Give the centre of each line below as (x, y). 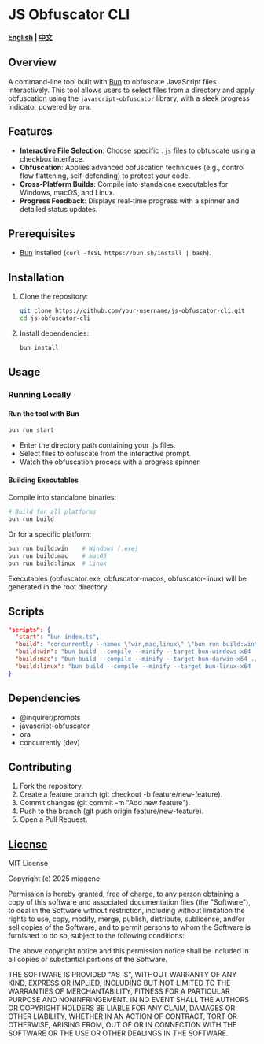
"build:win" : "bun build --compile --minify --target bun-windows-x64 (133, 652)
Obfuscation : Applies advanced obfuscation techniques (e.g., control (132, 167)
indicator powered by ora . (50, 106)
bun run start (31, 430)
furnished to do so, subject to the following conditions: (96, 936)
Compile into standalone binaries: (62, 497)
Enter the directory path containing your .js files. (97, 445)
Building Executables (43, 480)
